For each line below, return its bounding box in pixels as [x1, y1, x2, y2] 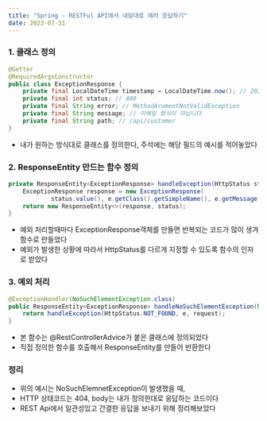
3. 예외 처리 [8, 276, 50, 288]
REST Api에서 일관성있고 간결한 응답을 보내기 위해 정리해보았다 [19, 404, 216, 413]
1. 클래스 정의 [8, 47, 56, 58]
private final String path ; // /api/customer [22, 117, 176, 125]
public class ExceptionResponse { [8, 80, 123, 88]
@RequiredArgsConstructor [8, 72, 94, 80]
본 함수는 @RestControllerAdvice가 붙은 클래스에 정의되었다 [19, 333, 209, 342]
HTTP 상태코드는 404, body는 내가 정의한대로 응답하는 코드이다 [19, 394, 219, 404]
